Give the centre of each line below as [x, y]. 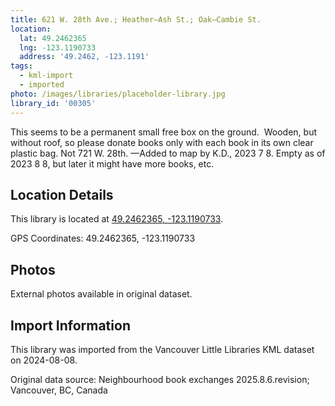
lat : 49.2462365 [53, 38]
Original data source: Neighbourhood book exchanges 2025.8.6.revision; [160, 379]
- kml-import [46, 76]
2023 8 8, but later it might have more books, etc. [112, 163]
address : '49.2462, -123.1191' [84, 57]
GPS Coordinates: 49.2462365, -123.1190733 [103, 238]
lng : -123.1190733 [58, 47]
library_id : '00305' [53, 103]
